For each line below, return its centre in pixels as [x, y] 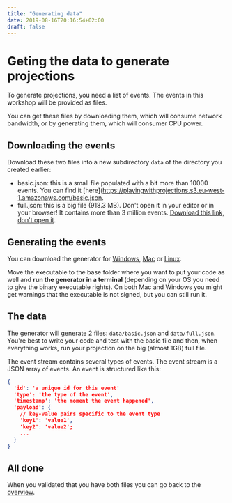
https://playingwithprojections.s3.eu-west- [163, 191]
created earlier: [29, 170]
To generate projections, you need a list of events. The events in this [106, 95]
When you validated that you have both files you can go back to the [104, 485]
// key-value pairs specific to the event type [90, 414]
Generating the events [57, 242]
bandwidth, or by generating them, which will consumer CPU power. [105, 123]
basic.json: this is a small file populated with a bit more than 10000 [113, 183]
